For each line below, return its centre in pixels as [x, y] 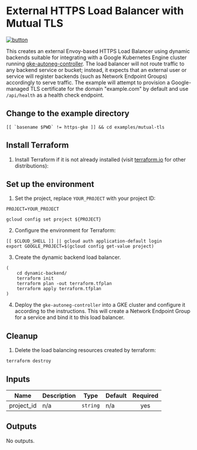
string [91, 405]
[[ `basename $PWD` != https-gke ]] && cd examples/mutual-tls [86, 127]
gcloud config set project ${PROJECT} [54, 219]
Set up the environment [50, 184]
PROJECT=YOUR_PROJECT [33, 209]
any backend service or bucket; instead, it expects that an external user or [96, 70]
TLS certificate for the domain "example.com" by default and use [109, 88]
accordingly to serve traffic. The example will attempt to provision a [88, 82]
